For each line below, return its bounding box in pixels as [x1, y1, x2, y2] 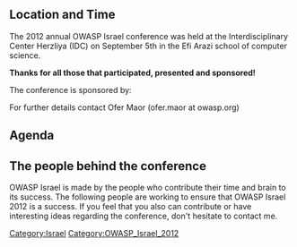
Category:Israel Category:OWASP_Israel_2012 [9, 228, 179, 239]
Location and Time [9, 7, 116, 22]
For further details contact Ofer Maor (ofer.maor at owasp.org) [9, 102, 240, 113]
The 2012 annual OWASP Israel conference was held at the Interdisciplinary [9, 30, 289, 41]
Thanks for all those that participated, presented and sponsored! [9, 67, 256, 78]
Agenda [9, 128, 55, 143]
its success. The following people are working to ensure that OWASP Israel [9, 192, 286, 202]
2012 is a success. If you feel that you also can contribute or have [9, 201, 252, 212]
